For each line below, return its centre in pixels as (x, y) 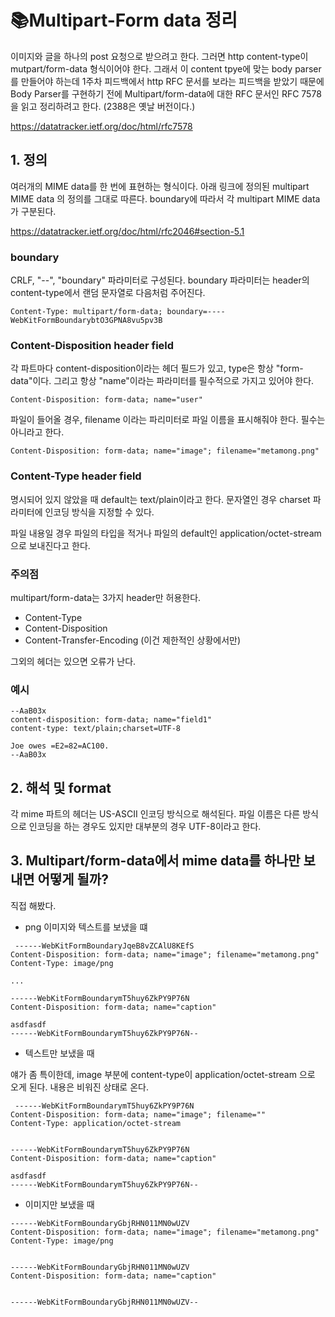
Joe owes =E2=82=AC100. (60, 746)
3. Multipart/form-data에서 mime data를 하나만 (155, 861)
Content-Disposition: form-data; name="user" (106, 400)
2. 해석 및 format (61, 787)
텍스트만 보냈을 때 (59, 1053)
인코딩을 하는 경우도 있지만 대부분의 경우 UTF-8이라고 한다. (145, 827)
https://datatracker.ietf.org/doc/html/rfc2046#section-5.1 (127, 231)
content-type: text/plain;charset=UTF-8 (96, 729)
